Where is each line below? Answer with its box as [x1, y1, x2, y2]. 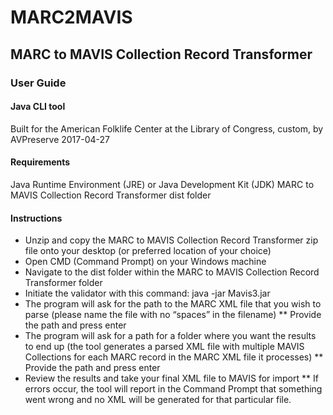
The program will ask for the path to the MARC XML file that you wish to [24, 298, 322, 310]
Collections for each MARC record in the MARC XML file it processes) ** [24, 351, 324, 363]
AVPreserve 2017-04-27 [10, 133, 110, 145]
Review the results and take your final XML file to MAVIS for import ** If [24, 372, 319, 385]
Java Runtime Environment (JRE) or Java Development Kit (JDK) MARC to [10, 178, 315, 190]
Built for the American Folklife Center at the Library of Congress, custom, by [10, 122, 324, 135]
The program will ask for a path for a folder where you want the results [24, 330, 317, 342]
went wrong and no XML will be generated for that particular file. [24, 394, 292, 406]
